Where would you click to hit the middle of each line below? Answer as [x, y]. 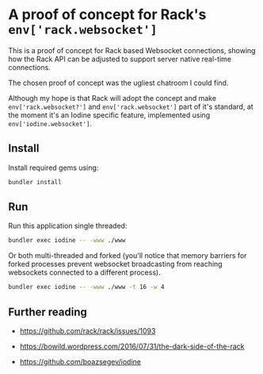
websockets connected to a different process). [84, 272]
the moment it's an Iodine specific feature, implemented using [109, 115]
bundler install [35, 182]
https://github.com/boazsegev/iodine [80, 362]
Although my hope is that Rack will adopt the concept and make [112, 98]
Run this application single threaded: [68, 226]
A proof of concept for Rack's [107, 15]
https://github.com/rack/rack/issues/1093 [88, 331]
